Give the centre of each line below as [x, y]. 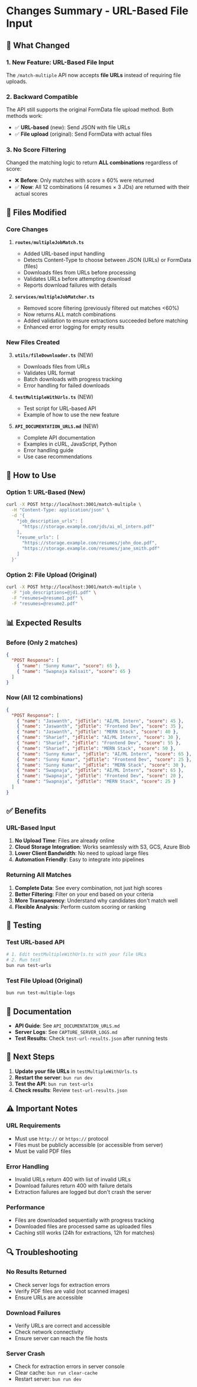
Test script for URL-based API [60, 409]
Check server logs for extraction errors [62, 1285]
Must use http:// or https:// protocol [61, 1138]
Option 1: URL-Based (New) [46, 492]
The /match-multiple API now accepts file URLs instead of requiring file [94, 75]
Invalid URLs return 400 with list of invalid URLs [73, 1179]
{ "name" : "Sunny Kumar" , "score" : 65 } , [69, 666]
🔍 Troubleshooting [42, 1252]
